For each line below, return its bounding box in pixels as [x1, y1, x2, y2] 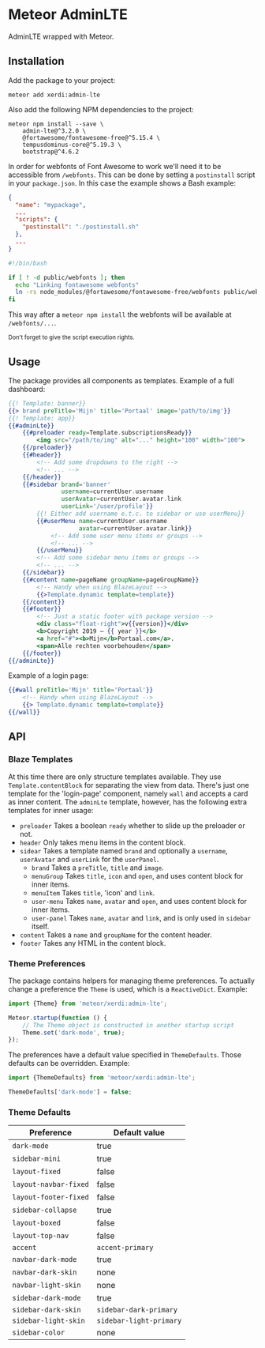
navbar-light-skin [12, 1281, 81, 1290]
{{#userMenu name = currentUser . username [36, 517, 168, 525]
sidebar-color [12, 1328, 65, 1337]
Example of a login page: [8, 671, 89, 680]
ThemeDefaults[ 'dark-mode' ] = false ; [8, 1088, 132, 1096]
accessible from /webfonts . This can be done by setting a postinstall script [8, 170, 256, 179]
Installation [8, 55, 65, 68]
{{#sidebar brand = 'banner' [22, 480, 111, 488]
